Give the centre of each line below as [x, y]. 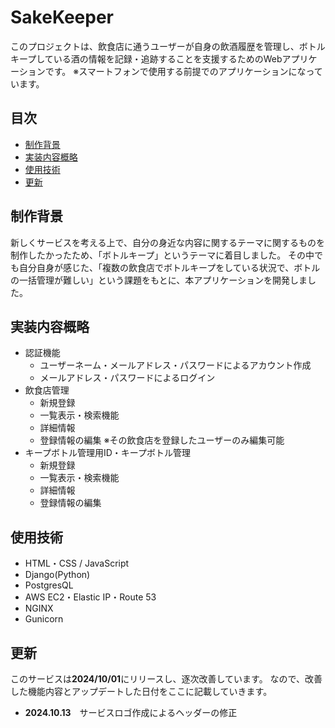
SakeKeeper [62, 17]
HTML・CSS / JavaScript [77, 563]
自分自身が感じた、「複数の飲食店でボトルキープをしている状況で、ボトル [169, 267]
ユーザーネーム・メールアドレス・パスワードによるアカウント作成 [175, 365]
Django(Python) [57, 575]
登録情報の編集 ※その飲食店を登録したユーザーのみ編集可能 [162, 440]
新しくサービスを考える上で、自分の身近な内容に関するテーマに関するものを [168, 242]
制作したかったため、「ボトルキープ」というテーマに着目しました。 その [158, 255]
